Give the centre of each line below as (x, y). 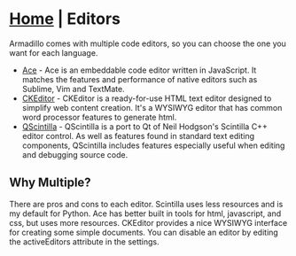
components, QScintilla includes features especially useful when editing (153, 145)
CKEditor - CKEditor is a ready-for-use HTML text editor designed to (147, 98)
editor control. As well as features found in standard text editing (138, 136)
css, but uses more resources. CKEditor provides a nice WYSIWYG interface (148, 222)
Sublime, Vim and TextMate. (74, 89)
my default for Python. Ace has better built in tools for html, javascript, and (145, 213)
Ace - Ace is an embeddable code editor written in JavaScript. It (139, 70)
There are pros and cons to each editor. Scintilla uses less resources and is (146, 204)
